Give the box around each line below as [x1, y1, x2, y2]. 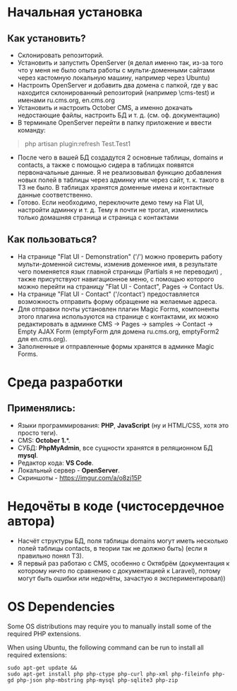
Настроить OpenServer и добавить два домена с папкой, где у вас [17, 81, 219, 89]
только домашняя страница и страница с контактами [17, 213, 179, 221]
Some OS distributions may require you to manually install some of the [7, 622, 212, 630]
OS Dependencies [7, 599, 115, 614]
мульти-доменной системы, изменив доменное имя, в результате [17, 259, 218, 268]
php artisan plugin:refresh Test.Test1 [24, 140, 131, 148]
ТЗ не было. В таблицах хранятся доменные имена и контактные [17, 183, 214, 191]
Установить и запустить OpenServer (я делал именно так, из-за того [17, 59, 224, 67]
